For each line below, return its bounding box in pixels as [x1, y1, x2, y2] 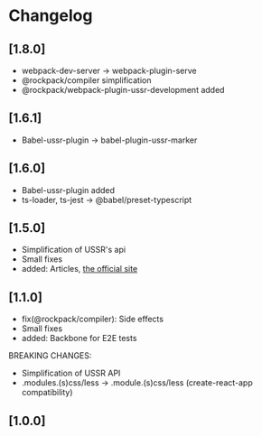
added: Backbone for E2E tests [21, 333, 137, 344]
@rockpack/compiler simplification [21, 75, 152, 86]
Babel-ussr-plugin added [21, 184, 115, 195]
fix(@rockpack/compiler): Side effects [21, 313, 164, 325]
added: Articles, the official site [21, 264, 138, 274]
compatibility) [21, 387, 73, 398]
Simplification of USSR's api [21, 245, 126, 255]
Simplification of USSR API [21, 367, 121, 379]
